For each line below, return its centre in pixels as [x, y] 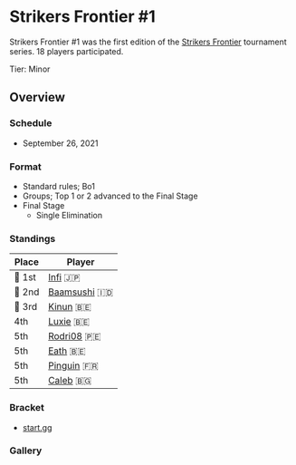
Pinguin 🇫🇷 [74, 366]
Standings [33, 238]
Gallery [26, 450]
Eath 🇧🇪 [67, 351]
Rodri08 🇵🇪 [75, 336]
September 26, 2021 [60, 143]
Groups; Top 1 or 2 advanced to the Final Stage [110, 196]
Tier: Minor [30, 69]
